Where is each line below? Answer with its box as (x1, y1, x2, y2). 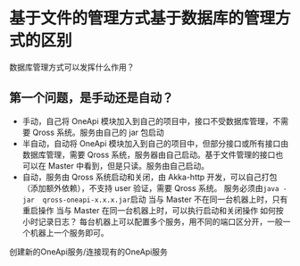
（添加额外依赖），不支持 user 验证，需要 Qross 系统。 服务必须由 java (21, 182, 279, 193)
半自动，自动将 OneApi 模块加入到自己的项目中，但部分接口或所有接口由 (21, 137, 288, 148)
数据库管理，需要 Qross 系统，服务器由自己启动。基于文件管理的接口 (21, 149, 276, 160)
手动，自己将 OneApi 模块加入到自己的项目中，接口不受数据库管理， (21, 115, 273, 126)
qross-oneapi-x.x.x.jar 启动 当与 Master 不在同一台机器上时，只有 (42, 194, 288, 204)
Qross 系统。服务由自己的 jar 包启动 (32, 127, 164, 137)
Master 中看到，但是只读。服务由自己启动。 (47, 160, 210, 170)
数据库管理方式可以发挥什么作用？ (9, 62, 135, 72)
